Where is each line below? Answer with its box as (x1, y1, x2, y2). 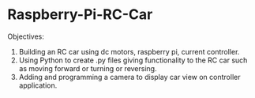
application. (18, 81, 58, 90)
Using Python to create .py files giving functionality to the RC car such (18, 55, 248, 65)
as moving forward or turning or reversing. (18, 63, 157, 73)
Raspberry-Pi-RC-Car (7, 6, 153, 24)
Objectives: (7, 32, 44, 41)
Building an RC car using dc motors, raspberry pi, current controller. (18, 47, 240, 56)
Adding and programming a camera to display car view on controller (18, 72, 241, 81)
